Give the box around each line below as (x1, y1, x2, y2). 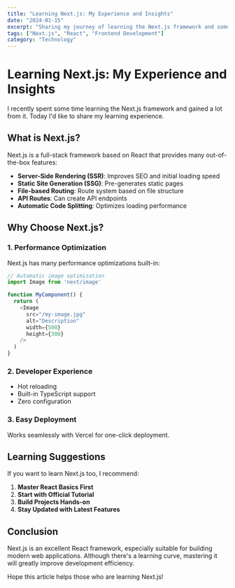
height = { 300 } (25, 330, 64, 337)
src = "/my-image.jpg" (25, 311, 86, 318)
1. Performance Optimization (7, 243, 107, 253)
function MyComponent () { (7, 291, 83, 298)
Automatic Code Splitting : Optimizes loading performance (17, 201, 187, 210)
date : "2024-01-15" (7, 17, 64, 24)
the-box (7, 158, 30, 167)
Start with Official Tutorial (17, 491, 94, 499)
